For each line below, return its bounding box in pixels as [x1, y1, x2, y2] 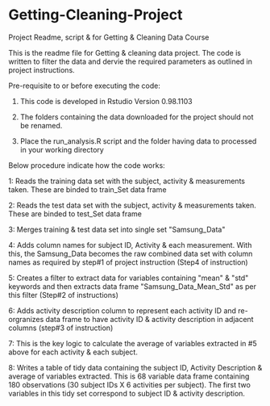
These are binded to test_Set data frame [8, 208, 143, 219]
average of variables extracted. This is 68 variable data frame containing [8, 371, 250, 381]
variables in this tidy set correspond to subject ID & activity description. [8, 388, 246, 398]
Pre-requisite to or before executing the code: [8, 81, 161, 90]
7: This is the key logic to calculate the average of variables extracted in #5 [8, 338, 257, 348]
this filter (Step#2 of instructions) [8, 290, 118, 299]
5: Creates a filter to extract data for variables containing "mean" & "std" [8, 273, 249, 283]
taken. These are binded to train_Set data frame [8, 184, 167, 195]
